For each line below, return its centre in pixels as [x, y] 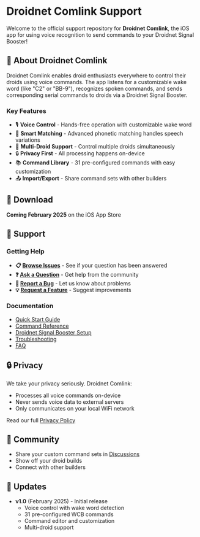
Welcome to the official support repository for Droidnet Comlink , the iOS [98, 28]
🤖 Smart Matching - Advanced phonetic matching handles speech [99, 134]
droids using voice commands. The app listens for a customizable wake [97, 82]
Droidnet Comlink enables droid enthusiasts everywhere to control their [96, 75]
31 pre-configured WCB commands [69, 514]
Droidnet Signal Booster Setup [53, 332]
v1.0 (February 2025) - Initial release [61, 501]
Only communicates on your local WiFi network [75, 408]
